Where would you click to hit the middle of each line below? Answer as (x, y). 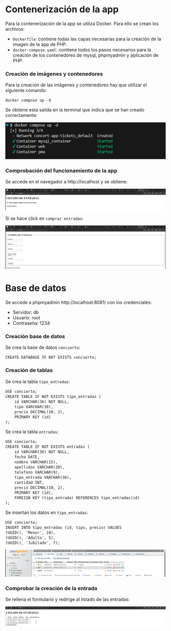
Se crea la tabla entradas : (32, 431)
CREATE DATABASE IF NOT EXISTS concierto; (51, 358)
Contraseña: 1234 (31, 323)
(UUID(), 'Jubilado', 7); (33, 543)
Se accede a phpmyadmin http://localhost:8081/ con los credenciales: (79, 302)
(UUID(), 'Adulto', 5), (31, 537)
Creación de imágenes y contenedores (54, 74)
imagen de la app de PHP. (40, 44)
